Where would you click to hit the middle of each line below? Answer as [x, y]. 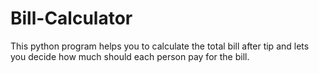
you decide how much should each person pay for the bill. [130, 56]
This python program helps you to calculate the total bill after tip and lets [160, 46]
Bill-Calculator [71, 18]
